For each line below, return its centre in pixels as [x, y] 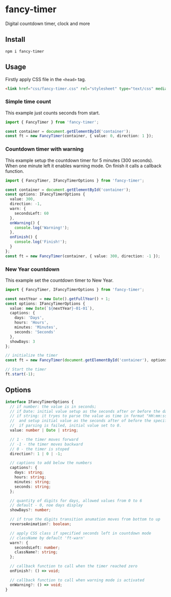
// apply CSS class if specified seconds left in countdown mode [81, 533]
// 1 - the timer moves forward [44, 439]
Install [15, 40]
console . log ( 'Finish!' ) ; [41, 242]
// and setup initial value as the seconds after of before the [81, 421]
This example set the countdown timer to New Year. [59, 280]
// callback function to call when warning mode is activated [77, 580]
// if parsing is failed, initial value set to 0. [66, 426]
